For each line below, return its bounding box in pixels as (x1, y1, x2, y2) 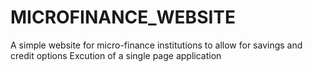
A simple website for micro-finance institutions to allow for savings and (10, 39, 303, 51)
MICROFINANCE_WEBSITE (10, 6, 237, 29)
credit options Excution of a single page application (10, 49, 222, 61)
